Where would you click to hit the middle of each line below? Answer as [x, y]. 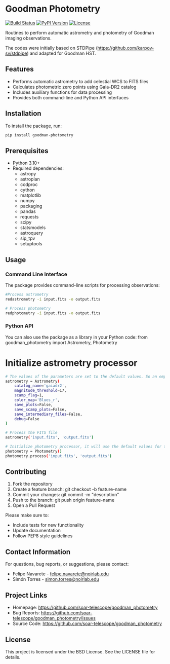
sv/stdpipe [16, 53]
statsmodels [33, 228]
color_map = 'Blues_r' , [37, 400]
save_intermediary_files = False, [48, 414]
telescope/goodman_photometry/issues [54, 618]
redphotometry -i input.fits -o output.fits [53, 313]
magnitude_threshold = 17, [40, 391]
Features [19, 69]
